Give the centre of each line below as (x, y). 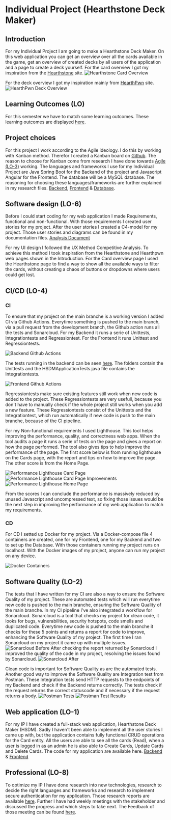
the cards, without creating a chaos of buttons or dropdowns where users (83, 269)
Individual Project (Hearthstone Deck (85, 9)
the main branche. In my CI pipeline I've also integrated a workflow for (79, 610)
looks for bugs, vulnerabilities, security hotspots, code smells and (74, 621)
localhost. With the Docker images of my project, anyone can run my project (85, 551)
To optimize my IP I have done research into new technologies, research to (83, 785)
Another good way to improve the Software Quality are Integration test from (84, 674)
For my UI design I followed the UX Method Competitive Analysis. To (77, 248)
